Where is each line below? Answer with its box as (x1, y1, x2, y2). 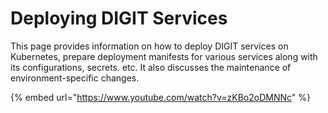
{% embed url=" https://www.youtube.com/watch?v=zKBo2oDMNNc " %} (10, 91, 311, 103)
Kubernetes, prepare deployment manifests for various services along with (10, 50, 318, 62)
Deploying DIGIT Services (10, 7, 228, 30)
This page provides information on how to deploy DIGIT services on (10, 40, 289, 52)
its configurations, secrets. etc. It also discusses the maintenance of (10, 61, 292, 73)
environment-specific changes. (10, 72, 140, 84)
